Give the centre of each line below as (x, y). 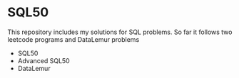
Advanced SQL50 (44, 60)
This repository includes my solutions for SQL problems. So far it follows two (120, 32)
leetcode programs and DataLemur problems (73, 39)
